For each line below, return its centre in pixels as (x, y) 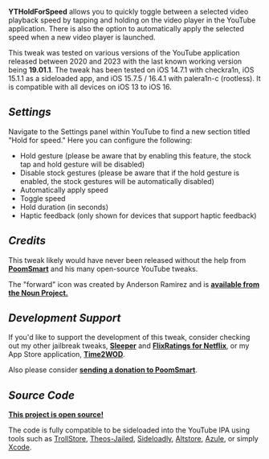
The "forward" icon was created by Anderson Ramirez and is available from (134, 284)
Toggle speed (43, 198)
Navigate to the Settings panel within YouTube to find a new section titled (129, 131)
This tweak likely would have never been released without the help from (127, 260)
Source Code (41, 395)
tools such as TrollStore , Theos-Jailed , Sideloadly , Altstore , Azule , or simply (133, 439)
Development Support (65, 318)
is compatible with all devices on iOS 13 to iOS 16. (90, 87)
